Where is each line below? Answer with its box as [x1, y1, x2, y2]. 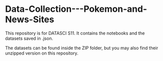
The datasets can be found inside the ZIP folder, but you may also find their [5, 45, 159, 51]
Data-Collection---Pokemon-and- [5, 3, 147, 15]
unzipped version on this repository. [5, 50, 79, 56]
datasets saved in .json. [5, 35, 53, 41]
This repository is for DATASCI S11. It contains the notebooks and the [5, 30, 145, 36]
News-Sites [5, 14, 54, 25]
